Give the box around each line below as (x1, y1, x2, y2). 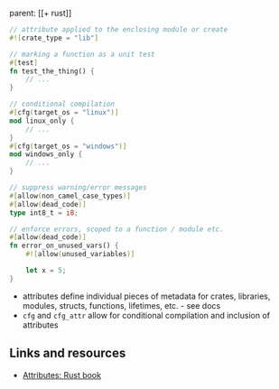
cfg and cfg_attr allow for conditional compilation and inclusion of (22, 310, 271, 320)
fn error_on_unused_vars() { (9, 241, 119, 251)
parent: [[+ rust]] (9, 8, 72, 18)
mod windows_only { (9, 150, 83, 159)
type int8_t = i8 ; (9, 208, 79, 218)
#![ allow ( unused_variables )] (25, 250, 135, 259)
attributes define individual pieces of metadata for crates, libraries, (22, 291, 271, 301)
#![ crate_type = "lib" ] (9, 33, 99, 42)
